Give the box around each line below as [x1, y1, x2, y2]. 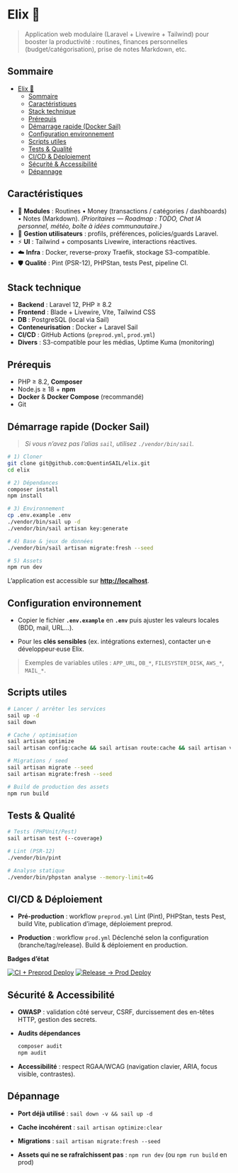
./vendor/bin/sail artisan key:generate [7, 525, 129, 532]
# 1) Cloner [7, 453, 42, 460]
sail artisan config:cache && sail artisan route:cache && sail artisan [7, 745, 227, 752]
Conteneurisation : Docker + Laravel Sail [17, 323, 138, 332]
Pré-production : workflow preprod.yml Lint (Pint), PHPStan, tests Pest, [17, 912, 227, 921]
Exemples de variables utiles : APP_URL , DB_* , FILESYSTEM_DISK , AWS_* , [24, 659, 225, 667]
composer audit [17, 1043, 63, 1050]
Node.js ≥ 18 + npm [17, 385, 76, 394]
